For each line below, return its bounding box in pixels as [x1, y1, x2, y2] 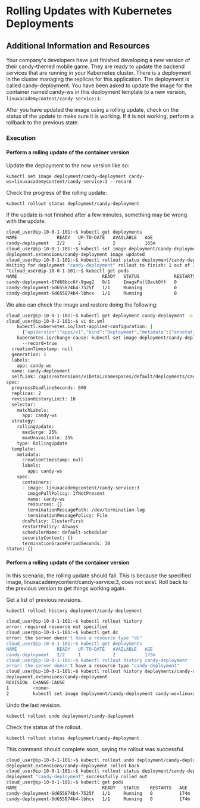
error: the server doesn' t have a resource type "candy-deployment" [6, 663, 180, 669]
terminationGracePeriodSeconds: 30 [21, 540, 111, 546]
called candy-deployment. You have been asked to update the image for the [6, 82, 193, 89]
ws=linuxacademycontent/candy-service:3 [6, 179, 108, 185]
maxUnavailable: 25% [21, 434, 73, 440]
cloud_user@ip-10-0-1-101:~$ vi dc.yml [6, 318, 105, 324]
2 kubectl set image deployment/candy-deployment [6, 690, 153, 697]
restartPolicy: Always [21, 524, 79, 530]
